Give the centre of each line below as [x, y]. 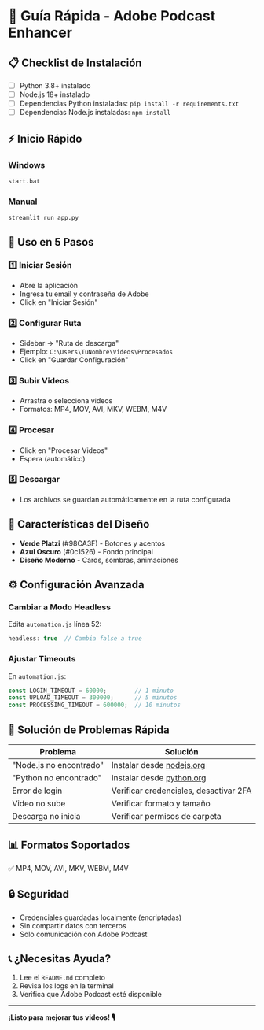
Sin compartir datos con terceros [73, 925]
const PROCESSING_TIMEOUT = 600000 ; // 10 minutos [94, 705]
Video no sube [39, 803]
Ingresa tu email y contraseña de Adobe [84, 294]
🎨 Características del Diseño [79, 524]
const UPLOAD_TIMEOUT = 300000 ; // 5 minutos [93, 698]
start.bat [24, 181]
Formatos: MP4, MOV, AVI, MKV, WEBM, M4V [93, 409]
